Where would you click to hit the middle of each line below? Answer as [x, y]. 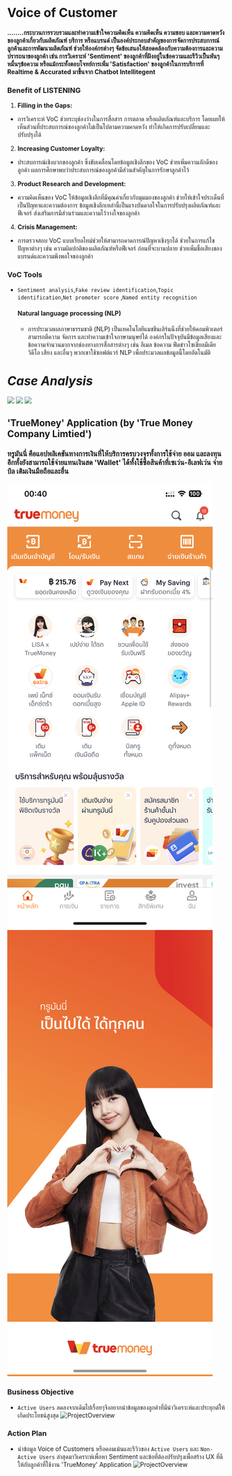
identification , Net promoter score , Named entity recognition [107, 297]
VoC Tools [25, 275]
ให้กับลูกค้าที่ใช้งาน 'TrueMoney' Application [74, 1464]
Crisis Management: [47, 227]
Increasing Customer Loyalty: [61, 149]
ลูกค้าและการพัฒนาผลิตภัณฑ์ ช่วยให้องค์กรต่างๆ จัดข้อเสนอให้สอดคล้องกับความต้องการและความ [115, 48]
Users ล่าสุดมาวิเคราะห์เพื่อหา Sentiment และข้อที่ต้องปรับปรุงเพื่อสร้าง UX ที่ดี [131, 1456]
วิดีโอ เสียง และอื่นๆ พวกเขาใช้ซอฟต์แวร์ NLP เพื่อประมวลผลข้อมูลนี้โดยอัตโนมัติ [119, 352]
